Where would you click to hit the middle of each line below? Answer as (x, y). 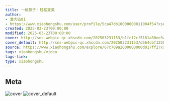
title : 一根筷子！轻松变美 (30, 10)
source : (13, 47)
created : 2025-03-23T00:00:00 (37, 29)
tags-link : (17, 57)
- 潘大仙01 (16, 19)
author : (13, 15)
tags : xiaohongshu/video (31, 52)
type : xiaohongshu (24, 61)
